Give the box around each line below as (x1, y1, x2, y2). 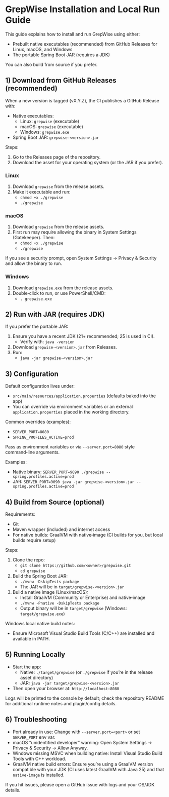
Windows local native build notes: (5, 621, 75, 627)
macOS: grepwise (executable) (20, 123, 83, 130)
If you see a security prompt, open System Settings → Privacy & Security (5, 255, 157, 261)
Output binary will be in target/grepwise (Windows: (20, 605, 127, 612)
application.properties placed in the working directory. (12, 409, 130, 415)
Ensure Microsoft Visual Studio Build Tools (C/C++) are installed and (12, 630, 155, 636)
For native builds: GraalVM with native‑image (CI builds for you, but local (12, 532, 163, 538)
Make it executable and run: (12, 189, 71, 195)
